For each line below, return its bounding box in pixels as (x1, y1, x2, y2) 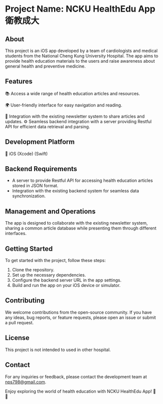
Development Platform (5, 138, 75, 146)
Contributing (5, 297, 45, 305)
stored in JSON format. (12, 183, 58, 189)
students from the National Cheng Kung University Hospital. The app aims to (5, 53, 159, 59)
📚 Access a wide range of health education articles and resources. (5, 90, 140, 96)
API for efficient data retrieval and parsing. (5, 123, 90, 129)
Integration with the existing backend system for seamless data (12, 188, 140, 194)
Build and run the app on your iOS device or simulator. (12, 282, 121, 288)
